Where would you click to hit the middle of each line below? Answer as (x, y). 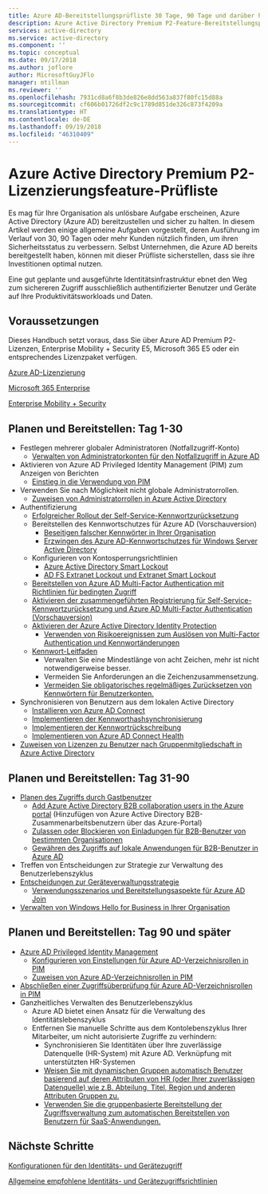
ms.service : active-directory (59, 38)
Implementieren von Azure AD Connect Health (108, 736)
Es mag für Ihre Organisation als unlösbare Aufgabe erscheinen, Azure (124, 213)
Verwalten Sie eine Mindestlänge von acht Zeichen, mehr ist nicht (151, 660)
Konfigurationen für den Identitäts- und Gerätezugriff (95, 1165)
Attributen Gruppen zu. (81, 1095)
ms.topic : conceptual (44, 53)
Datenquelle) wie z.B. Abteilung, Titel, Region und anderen (139, 1087)
